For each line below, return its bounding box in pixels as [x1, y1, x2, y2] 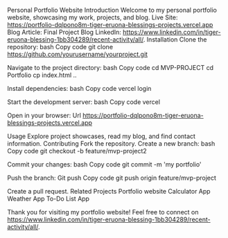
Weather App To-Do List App [7, 194, 90, 203]
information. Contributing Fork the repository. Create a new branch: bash [7, 139, 216, 148]
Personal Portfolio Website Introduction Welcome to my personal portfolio [7, 6, 217, 14]
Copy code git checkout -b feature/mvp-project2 [7, 147, 147, 155]
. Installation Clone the [143, 35, 207, 44]
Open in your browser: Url [7, 111, 82, 119]
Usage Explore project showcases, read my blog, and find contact [7, 132, 196, 140]
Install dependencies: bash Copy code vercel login [7, 85, 152, 92]
